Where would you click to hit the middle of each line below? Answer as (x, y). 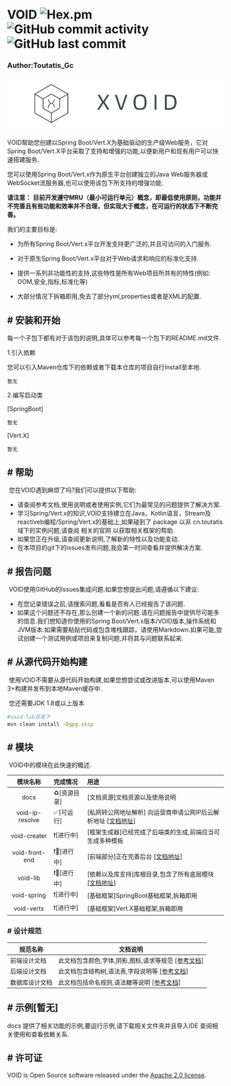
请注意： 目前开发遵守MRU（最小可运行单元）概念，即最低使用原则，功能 (111, 198)
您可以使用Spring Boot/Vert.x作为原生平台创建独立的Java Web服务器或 (108, 175)
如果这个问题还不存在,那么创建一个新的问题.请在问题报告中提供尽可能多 (118, 612)
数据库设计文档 (31, 982)
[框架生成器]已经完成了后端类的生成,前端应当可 (153, 832)
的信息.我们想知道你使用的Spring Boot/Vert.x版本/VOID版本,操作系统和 (117, 621)
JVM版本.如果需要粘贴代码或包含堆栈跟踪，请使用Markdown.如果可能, (117, 630)
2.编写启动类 (25, 395)
